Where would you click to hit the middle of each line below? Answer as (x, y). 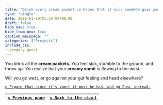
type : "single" (20, 14)
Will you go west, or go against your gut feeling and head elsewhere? (74, 78)
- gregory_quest (21, 50)
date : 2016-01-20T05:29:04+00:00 (39, 18)
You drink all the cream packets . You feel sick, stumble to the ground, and (79, 64)
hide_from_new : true (26, 32)
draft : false (18, 23)
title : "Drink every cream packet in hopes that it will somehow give (78, 9)
